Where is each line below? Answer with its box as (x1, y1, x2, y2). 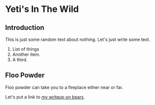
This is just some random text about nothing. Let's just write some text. (5, 36, 151, 42)
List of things (12, 46, 40, 52)
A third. (12, 57, 28, 63)
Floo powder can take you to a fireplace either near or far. (5, 84, 123, 90)
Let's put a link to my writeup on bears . (5, 94, 85, 100)
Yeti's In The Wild (5, 3, 79, 15)
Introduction (5, 23, 45, 32)
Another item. (12, 51, 41, 57)
